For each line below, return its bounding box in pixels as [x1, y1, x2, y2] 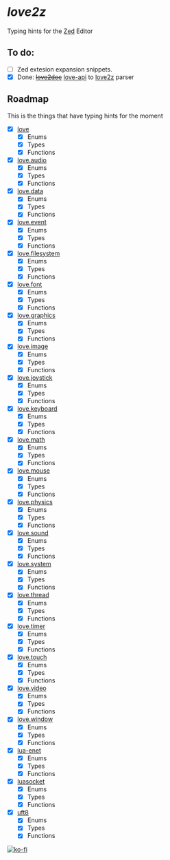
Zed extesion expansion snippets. [16, 65, 112, 73]
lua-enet [16, 746, 41, 754]
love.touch [16, 653, 47, 661]
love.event [16, 218, 47, 226]
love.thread [16, 591, 49, 599]
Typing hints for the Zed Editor [7, 27, 93, 35]
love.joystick [16, 373, 53, 382]
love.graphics [16, 311, 56, 320]
